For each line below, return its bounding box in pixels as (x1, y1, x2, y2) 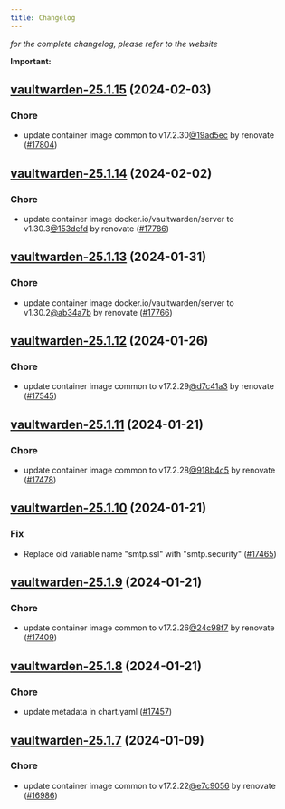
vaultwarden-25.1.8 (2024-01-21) (10, 658, 203, 674)
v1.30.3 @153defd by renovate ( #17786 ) (23, 223, 170, 234)
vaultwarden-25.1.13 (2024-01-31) (10, 249, 207, 265)
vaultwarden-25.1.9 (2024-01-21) (10, 575, 203, 590)
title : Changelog (10, 13, 76, 23)
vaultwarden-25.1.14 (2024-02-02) (10, 165, 213, 181)
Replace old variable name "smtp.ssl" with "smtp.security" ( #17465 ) (23, 548, 277, 559)
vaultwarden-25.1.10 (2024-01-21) (10, 501, 207, 516)
